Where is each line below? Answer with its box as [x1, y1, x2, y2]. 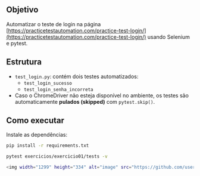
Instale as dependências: [6, 131, 68, 138]
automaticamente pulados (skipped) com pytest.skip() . [14, 98, 155, 105]
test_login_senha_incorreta [23, 87, 93, 92]
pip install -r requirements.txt [6, 143, 89, 149]
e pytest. [6, 39, 28, 47]
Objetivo [6, 5, 39, 15]
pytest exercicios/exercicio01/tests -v [6, 153, 108, 160]
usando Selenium [147, 33, 190, 41]
